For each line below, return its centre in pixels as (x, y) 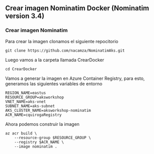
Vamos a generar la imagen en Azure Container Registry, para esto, (75, 78)
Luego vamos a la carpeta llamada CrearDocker (55, 60)
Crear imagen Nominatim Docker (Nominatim (77, 8)
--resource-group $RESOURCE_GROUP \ (53, 137)
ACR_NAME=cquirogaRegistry (33, 115)
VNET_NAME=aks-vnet (26, 102)
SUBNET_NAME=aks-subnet (30, 106)
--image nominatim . (36, 146)
